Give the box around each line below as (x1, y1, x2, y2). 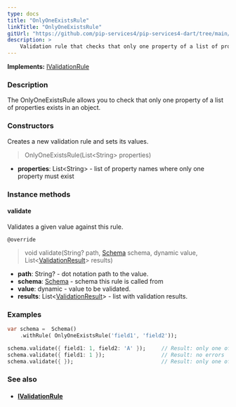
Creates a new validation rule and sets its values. (7, 137, 149, 145)
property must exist (17, 172, 74, 180)
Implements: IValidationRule (7, 63, 90, 70)
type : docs (7, 10, 39, 18)
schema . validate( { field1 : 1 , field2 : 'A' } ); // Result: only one (7, 344, 221, 352)
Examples (7, 309, 42, 319)
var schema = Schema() (7, 325, 77, 333)
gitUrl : (7, 30, 30, 37)
